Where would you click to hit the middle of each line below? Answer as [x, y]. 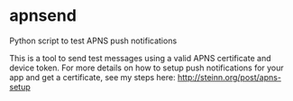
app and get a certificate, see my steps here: [92, 77]
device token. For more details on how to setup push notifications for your [146, 68]
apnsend [43, 16]
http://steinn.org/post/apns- [229, 77]
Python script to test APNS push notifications [93, 41]
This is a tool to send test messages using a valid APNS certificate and [140, 58]
